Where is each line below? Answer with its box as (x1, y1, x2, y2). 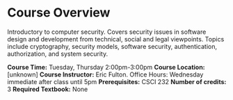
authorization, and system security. (7, 50, 109, 58)
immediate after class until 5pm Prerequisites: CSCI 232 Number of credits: (7, 77, 227, 86)
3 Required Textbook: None (7, 85, 88, 93)
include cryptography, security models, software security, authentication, (7, 42, 218, 50)
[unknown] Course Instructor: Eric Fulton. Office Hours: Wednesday (7, 70, 204, 79)
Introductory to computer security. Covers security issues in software (7, 28, 207, 36)
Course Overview (7, 5, 111, 21)
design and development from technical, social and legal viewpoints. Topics (7, 34, 225, 43)
